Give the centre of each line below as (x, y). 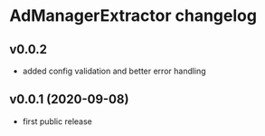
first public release (57, 121)
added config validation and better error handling (114, 71)
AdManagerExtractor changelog (133, 16)
